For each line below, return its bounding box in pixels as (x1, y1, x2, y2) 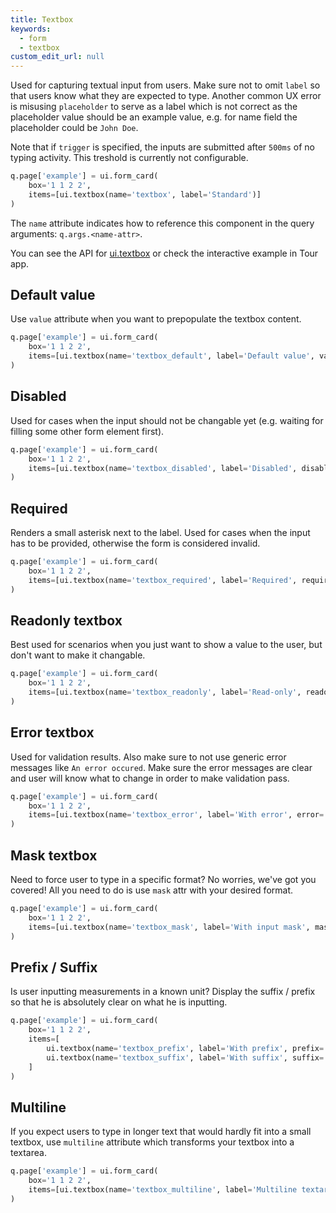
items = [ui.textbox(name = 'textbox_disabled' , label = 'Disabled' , (28, 463, 298, 473)
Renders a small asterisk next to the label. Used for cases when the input (10, 527, 311, 539)
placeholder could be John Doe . (10, 122, 139, 134)
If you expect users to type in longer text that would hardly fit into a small (10, 1126, 312, 1138)
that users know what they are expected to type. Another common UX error (10, 90, 322, 102)
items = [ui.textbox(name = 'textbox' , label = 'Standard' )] (28, 189, 262, 200)
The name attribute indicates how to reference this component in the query (10, 217, 315, 229)
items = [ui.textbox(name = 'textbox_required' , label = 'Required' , (28, 575, 298, 585)
